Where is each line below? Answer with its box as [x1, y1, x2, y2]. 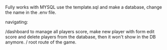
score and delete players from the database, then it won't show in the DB [5, 34, 156, 40]
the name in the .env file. [5, 9, 57, 15]
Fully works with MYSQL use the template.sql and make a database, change [5, 4, 162, 10]
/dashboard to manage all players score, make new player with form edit [5, 29, 154, 34]
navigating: [5, 19, 29, 25]
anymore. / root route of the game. [5, 39, 77, 45]
